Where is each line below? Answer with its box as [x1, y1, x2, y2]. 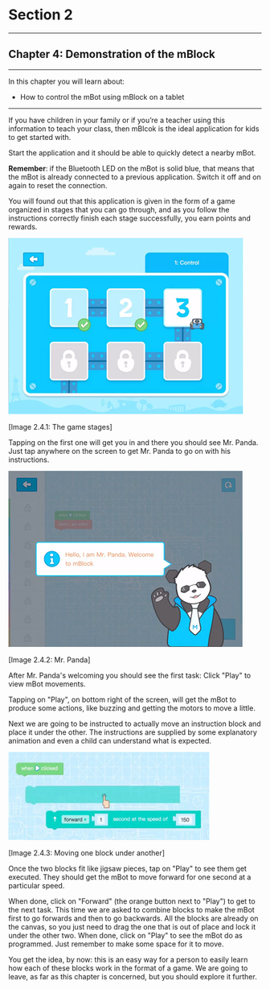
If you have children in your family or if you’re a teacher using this [8, 115, 226, 125]
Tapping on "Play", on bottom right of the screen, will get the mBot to [8, 694, 237, 704]
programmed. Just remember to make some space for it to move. [8, 939, 224, 949]
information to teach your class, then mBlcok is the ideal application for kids [8, 123, 260, 134]
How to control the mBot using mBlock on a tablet [19, 92, 185, 101]
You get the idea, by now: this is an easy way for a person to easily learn [8, 954, 248, 964]
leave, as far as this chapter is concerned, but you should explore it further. [8, 971, 257, 981]
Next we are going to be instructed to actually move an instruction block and [8, 719, 261, 728]
